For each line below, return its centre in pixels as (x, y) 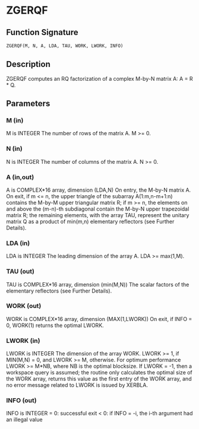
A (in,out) (20, 177)
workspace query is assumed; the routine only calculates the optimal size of (99, 373)
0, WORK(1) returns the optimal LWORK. (55, 325)
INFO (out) (21, 401)
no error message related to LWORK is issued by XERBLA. (77, 385)
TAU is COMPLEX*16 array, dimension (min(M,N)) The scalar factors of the (98, 284)
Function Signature (42, 32)
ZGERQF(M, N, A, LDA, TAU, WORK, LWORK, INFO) (65, 46)
